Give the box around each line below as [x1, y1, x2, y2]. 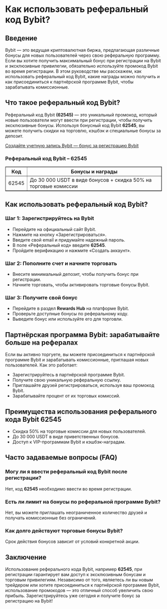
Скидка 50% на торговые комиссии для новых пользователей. [12, 428, 147, 434]
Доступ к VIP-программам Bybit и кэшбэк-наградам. [12, 439, 126, 445]
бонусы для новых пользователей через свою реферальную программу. [5, 52, 161, 58]
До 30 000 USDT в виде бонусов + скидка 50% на [29, 177, 152, 184]
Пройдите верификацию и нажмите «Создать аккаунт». [12, 247, 131, 253]
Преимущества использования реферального [5, 407, 157, 416]
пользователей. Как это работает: [5, 362, 78, 368]
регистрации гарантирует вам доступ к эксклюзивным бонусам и [5, 572, 146, 578]
